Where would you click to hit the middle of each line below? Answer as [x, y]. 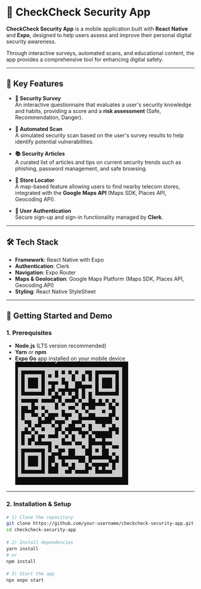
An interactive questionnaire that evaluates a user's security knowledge [103, 105]
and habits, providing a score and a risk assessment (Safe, [88, 111]
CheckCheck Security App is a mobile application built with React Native [97, 29]
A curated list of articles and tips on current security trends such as [98, 162]
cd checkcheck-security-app [41, 530]
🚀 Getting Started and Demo [59, 315]
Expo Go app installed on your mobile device [70, 359]
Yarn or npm [31, 352]
